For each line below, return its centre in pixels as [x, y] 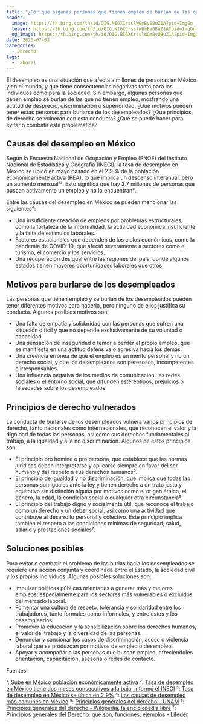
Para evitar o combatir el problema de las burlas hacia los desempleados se [101, 563]
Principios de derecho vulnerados [71, 407]
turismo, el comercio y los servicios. [60, 252]
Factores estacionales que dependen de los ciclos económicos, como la [105, 240]
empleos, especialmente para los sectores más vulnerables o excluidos [104, 594]
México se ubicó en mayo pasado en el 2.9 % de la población [83, 171]
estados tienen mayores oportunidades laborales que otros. [89, 265]
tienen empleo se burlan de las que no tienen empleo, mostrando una [93, 99]
